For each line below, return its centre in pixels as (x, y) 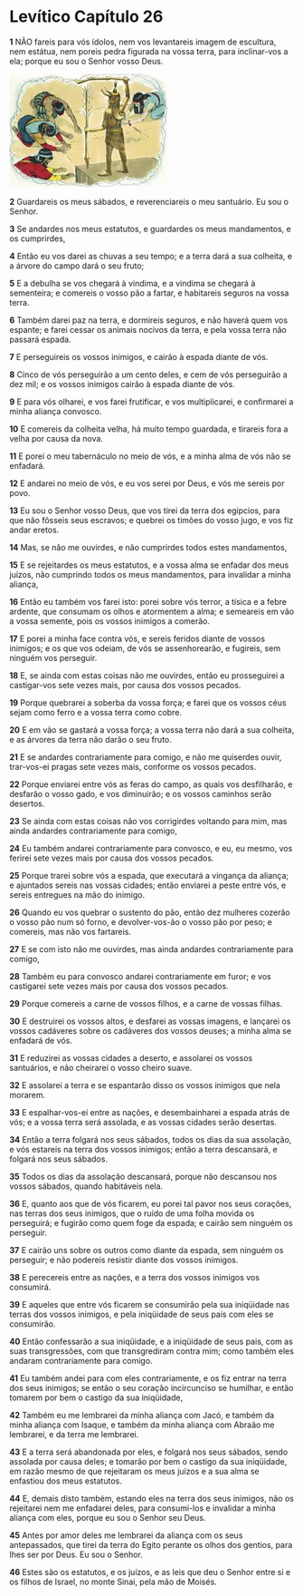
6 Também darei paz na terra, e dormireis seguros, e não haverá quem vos (148, 320)
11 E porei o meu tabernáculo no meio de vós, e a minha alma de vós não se (150, 456)
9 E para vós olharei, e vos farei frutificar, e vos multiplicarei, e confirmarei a (151, 402)
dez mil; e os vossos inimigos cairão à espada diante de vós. (122, 384)
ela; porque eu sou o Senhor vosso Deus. (86, 61)
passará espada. (40, 339)
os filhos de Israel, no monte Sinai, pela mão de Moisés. (113, 1581)
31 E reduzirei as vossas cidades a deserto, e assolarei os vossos (131, 1057)
